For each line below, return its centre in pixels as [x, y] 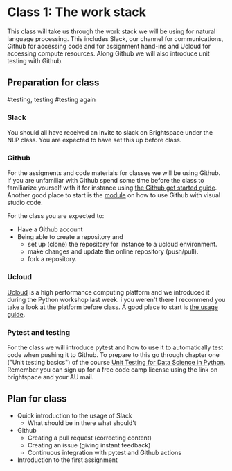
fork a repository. [52, 259]
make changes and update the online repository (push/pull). [113, 251]
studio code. [25, 203]
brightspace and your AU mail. [51, 377]
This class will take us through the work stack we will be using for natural [111, 31]
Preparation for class [53, 83]
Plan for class [37, 399]
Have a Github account [50, 229]
